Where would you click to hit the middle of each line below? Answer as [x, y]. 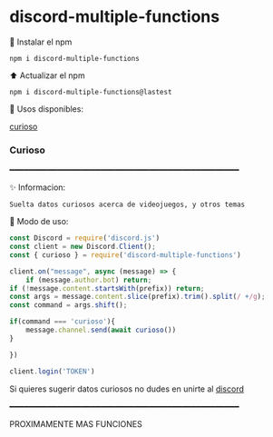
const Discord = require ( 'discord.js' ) [85, 238]
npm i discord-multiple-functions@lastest [91, 92]
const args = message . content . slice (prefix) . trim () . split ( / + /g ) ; [137, 297]
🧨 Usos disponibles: [47, 109]
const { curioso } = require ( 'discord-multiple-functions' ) [126, 255]
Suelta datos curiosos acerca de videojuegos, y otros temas [127, 205]
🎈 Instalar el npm [41, 42]
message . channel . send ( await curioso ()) [101, 330]
